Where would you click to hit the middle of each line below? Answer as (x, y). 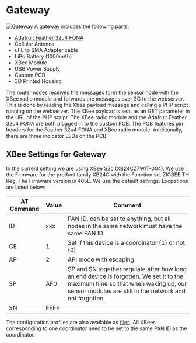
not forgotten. (86, 298)
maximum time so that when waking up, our (127, 283)
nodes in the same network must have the (125, 226)
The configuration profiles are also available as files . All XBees (81, 322)
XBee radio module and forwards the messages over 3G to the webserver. (95, 98)
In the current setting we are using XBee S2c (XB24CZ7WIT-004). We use (95, 168)
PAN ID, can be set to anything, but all (119, 219)
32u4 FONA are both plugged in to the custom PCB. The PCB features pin (94, 123)
